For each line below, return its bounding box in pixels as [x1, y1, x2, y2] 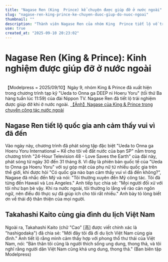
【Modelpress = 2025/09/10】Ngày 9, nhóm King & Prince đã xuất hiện [5, 84, 152, 90]
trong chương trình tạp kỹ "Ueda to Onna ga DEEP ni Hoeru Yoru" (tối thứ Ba [5, 90, 162, 96]
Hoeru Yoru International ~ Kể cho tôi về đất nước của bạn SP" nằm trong [5, 148, 156, 154]
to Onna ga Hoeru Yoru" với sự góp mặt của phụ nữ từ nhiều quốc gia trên [5, 164, 157, 170]
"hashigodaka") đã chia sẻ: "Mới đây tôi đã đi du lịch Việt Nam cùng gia [5, 230, 152, 236]
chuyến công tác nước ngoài [5, 107, 64, 113]
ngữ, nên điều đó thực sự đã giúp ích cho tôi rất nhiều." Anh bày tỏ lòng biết [5, 190, 161, 196]
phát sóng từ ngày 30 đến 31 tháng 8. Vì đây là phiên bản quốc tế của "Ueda [5, 158, 162, 164]
